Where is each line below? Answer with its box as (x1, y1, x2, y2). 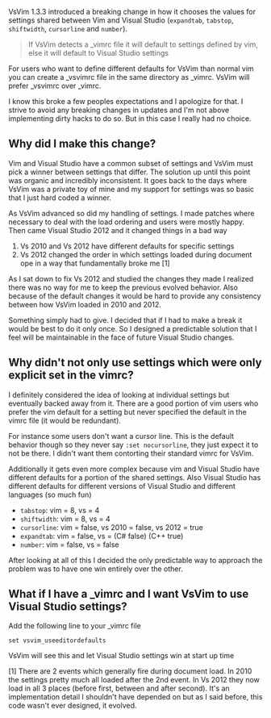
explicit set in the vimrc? (8, 369, 135, 382)
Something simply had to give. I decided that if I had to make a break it (8, 315, 243, 325)
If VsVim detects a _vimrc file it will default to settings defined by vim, (27, 40, 258, 49)
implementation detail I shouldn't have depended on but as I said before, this (8, 692, 263, 702)
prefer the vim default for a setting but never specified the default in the (8, 407, 248, 416)
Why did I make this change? (8, 137, 156, 151)
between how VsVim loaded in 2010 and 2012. (8, 299, 161, 309)
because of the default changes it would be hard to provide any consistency (8, 290, 261, 301)
